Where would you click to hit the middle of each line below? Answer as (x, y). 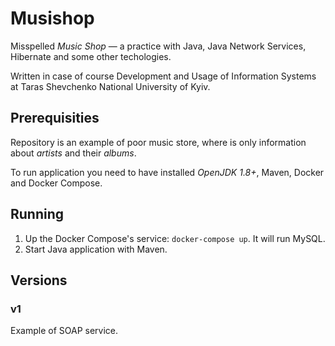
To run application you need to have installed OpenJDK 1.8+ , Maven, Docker (167, 172)
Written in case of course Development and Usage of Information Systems (163, 76)
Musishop (52, 18)
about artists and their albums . (73, 153)
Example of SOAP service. (64, 331)
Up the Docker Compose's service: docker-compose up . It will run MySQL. (175, 238)
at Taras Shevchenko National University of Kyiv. (110, 86)
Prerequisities (55, 118)
